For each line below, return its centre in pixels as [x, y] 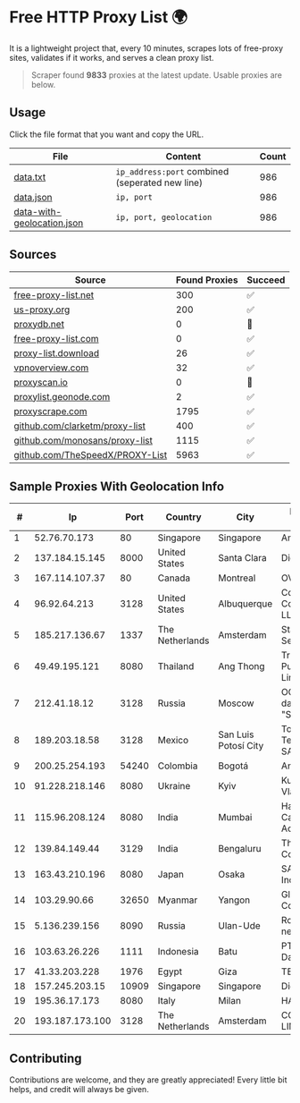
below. [43, 84]
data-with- [38, 211]
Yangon [234, 900]
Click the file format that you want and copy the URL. [106, 134]
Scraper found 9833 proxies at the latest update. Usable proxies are [157, 75]
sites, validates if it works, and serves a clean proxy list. [112, 57]
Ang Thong [242, 666]
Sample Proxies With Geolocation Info [117, 486]
